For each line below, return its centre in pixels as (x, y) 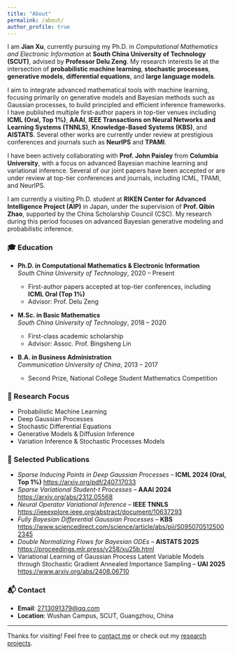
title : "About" (29, 14)
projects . (20, 643)
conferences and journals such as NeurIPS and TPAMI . (87, 142)
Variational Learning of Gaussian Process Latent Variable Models (111, 557)
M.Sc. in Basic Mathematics (59, 315)
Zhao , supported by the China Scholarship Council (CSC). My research (109, 214)
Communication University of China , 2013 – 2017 (88, 365)
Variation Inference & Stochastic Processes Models (91, 441)
